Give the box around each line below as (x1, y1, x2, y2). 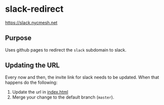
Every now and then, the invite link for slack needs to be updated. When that (5, 74, 159, 80)
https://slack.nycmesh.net (5, 20, 58, 26)
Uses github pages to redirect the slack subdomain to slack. (5, 47, 126, 52)
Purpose (5, 34, 32, 42)
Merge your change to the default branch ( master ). (12, 94, 114, 100)
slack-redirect (5, 3, 64, 15)
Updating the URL (5, 61, 60, 70)
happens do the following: (5, 79, 58, 85)
